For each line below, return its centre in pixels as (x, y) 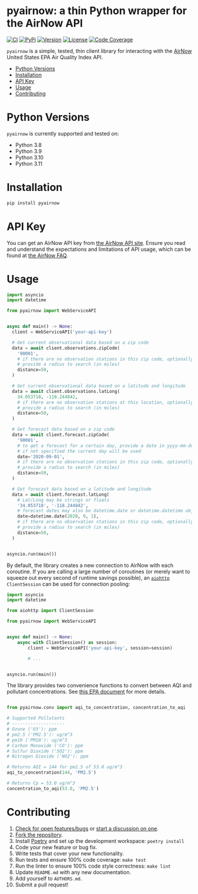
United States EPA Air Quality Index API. (55, 57)
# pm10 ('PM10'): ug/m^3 (37, 740)
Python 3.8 (28, 144)
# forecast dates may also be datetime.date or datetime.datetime (100, 511)
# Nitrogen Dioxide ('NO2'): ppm (48, 757)
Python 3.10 (29, 157)
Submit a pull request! (42, 885)
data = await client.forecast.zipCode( (61, 435)
